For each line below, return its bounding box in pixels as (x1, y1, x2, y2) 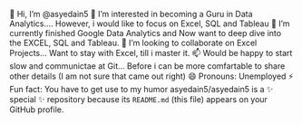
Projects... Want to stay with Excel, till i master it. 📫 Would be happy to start (9, 48, 293, 58)
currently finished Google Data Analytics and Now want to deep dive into (9, 28, 282, 38)
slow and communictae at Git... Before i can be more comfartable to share (9, 61, 286, 72)
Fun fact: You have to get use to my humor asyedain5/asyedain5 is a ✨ (9, 84, 274, 94)
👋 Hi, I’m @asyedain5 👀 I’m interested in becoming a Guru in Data (9, 9, 253, 19)
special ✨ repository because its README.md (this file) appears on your (9, 94, 268, 104)
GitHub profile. (9, 104, 64, 115)
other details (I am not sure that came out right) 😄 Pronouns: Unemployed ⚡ (9, 71, 294, 81)
